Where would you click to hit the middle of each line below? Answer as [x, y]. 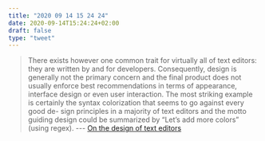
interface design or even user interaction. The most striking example [140, 94]
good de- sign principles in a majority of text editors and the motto [137, 112]
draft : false [30, 30]
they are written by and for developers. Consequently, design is [132, 69]
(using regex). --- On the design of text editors [105, 128]
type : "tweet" [32, 38]
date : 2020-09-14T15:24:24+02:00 [64, 23]
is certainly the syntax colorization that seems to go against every [136, 103]
